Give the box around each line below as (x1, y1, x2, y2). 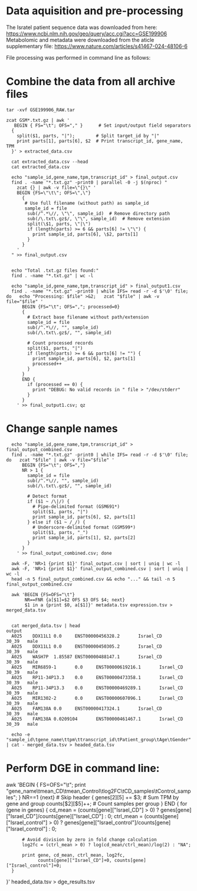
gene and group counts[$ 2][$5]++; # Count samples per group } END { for (6, 800, 188, 807)
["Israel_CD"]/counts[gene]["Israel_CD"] (6, 812, 104, 819)
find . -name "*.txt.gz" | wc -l (11, 272, 94, 279)
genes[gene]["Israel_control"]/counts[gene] (64, 819, 171, 826)
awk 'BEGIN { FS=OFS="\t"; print (6, 781, 86, 788)
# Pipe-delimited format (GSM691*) (32, 503, 120, 510)
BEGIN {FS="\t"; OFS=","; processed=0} (21, 304, 120, 310)
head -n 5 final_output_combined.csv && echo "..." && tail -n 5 (11, 576, 176, 582)
